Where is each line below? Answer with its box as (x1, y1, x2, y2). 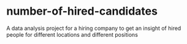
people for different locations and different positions (6, 31, 138, 38)
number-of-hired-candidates (6, 4, 158, 18)
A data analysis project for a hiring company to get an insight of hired (6, 24, 181, 32)
